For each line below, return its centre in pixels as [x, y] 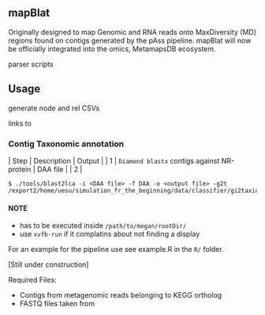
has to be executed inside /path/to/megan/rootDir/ [103, 226]
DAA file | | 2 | [60, 169]
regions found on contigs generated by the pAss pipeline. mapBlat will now [130, 40]
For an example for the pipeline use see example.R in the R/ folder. [116, 249]
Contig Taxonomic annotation [66, 144]
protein [20, 169]
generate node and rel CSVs [54, 108]
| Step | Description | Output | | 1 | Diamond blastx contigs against [114, 160]
